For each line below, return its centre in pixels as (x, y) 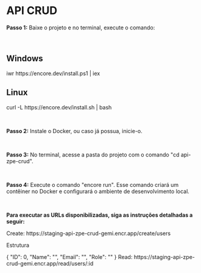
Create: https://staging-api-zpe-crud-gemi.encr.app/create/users (89, 233)
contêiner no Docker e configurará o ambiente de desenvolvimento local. (98, 191)
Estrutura (18, 245)
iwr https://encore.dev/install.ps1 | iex (53, 73)
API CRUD (32, 11)
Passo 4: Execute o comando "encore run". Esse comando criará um (93, 184)
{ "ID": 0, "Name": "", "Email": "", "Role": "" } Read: (69, 257)
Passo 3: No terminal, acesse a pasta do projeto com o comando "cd (93, 155)
